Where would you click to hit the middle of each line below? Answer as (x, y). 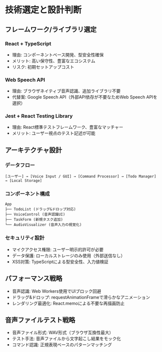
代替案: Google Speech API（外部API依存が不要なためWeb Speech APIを (85, 97)
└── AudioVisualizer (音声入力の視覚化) (43, 225)
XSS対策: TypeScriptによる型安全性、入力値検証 (60, 262)
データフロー (20, 165)
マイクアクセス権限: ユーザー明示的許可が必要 (58, 249)
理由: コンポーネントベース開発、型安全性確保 (58, 54)
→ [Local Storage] (24, 181)
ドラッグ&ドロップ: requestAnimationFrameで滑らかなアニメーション (81, 297)
